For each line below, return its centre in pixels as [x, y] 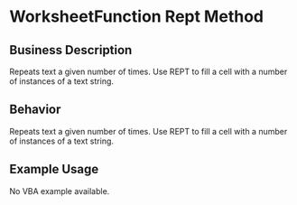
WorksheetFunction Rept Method [137, 17]
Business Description [71, 50]
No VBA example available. [60, 191]
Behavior [35, 110]
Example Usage [54, 169]
